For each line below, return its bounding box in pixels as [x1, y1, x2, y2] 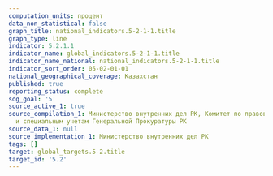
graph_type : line [8, 34, 67, 43]
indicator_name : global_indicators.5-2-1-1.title [8, 49, 180, 58]
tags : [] [8, 140, 38, 148]
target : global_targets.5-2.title [8, 148, 126, 156]
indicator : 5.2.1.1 [8, 42, 75, 50]
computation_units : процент [8, 11, 104, 20]
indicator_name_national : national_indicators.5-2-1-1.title [8, 58, 220, 66]
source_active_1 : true [8, 102, 85, 110]
